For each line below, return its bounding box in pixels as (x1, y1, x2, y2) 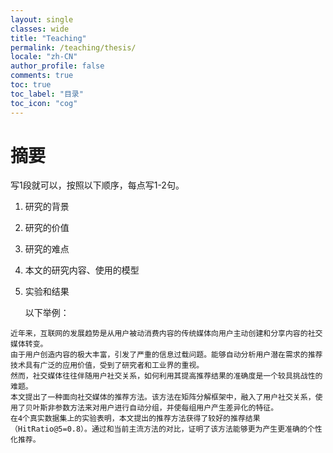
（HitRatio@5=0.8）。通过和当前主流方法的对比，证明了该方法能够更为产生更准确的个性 (10, 424, 323, 435)
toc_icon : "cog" (10, 98, 78, 108)
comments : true (10, 71, 74, 81)
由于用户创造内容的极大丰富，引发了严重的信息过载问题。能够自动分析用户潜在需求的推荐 (10, 350, 323, 360)
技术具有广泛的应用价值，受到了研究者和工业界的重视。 (10, 361, 205, 371)
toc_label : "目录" (10, 89, 84, 99)
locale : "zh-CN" (10, 52, 78, 62)
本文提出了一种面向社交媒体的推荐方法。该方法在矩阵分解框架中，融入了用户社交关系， (10, 392, 316, 403)
